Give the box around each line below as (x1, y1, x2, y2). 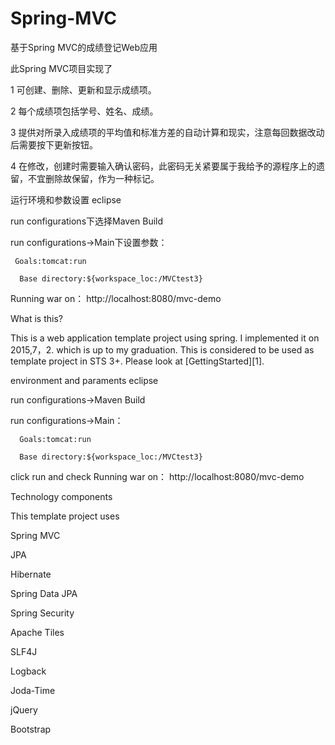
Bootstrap (10, 723, 52, 735)
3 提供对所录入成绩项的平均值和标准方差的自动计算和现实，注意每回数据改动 (10, 126, 325, 138)
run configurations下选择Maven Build (10, 215, 164, 227)
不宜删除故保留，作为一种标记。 (27, 172, 160, 184)
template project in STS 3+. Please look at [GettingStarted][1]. (10, 355, 265, 367)
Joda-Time (10, 684, 56, 696)
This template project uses (10, 510, 120, 522)
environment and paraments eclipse (10, 374, 159, 386)
